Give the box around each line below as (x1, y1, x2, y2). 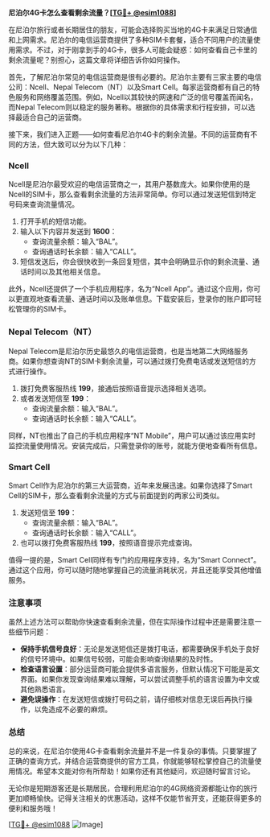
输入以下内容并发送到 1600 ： (19, 227, 117, 237)
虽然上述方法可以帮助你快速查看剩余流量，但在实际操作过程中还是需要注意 (8, 617, 255, 627)
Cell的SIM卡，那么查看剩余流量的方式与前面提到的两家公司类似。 (8, 490, 224, 500)
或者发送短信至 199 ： (19, 394, 91, 403)
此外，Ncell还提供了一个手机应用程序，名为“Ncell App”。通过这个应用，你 (8, 284, 254, 294)
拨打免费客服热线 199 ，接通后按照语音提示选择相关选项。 (19, 383, 211, 393)
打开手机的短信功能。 (19, 216, 91, 226)
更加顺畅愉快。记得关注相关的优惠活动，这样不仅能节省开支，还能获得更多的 (8, 794, 262, 803)
